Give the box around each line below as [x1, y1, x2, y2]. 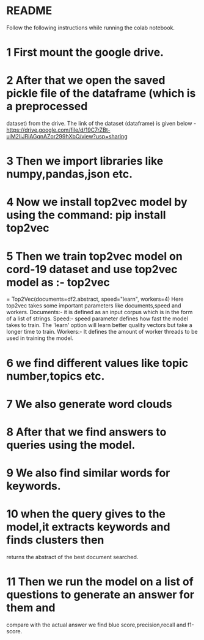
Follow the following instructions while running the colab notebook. [6, 24, 175, 31]
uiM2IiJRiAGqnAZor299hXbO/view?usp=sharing [6, 133, 128, 140]
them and [6, 601, 56, 615]
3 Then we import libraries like [6, 154, 164, 168]
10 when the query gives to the [6, 507, 166, 521]
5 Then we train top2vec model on [6, 249, 183, 263]
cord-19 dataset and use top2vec [6, 262, 178, 276]
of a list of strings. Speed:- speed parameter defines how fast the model [6, 315, 188, 322]
